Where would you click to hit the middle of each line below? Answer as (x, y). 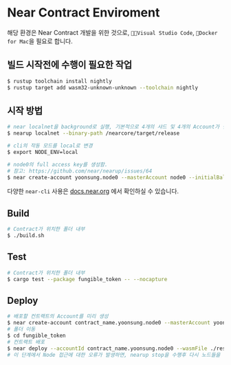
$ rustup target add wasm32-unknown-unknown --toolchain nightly (102, 87)
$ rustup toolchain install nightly (59, 81)
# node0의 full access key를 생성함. (57, 164)
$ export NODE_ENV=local (43, 152)
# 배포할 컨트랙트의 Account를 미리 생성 (58, 317)
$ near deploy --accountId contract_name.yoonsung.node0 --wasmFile (107, 349)
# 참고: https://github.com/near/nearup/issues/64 (80, 171)
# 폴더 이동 (21, 329)
